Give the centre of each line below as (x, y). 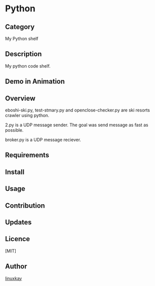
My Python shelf (22, 38)
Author (16, 267)
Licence (18, 239)
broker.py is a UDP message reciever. (43, 140)
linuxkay (14, 278)
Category (20, 27)
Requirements (27, 155)
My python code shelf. (28, 66)
